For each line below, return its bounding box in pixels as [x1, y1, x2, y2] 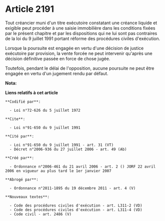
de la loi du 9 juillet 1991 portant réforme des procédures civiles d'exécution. [5, 36, 161, 42]
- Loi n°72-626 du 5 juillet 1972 [9, 108, 81, 113]
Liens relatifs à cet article [5, 89, 58, 95]
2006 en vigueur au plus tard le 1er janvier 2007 [5, 168, 112, 174]
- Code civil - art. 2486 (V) [9, 212, 72, 217]
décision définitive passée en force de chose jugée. [5, 55, 110, 61]
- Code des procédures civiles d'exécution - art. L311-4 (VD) [9, 207, 142, 212]
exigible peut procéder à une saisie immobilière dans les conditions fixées [5, 25, 156, 31]
